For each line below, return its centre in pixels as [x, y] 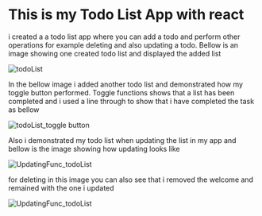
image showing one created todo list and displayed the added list [115, 53]
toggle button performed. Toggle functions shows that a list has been [121, 92]
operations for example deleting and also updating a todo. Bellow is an [123, 44]
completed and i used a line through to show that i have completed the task [131, 101]
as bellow [24, 110]
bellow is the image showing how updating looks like [94, 148]
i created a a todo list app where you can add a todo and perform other [124, 37]
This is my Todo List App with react [126, 15]
